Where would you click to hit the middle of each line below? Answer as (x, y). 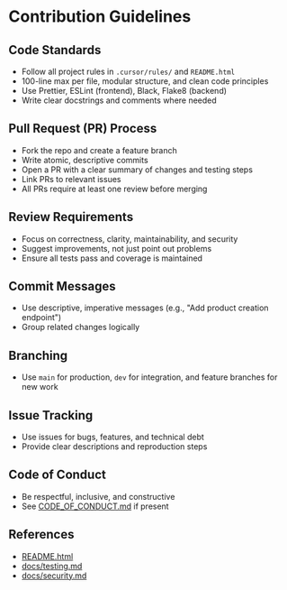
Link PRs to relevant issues (71, 179)
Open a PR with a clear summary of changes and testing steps (137, 170)
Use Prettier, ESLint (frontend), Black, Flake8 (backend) (124, 91)
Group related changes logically (81, 327)
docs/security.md (54, 576)
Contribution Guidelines (100, 17)
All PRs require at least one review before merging (114, 189)
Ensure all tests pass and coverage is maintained (112, 258)
